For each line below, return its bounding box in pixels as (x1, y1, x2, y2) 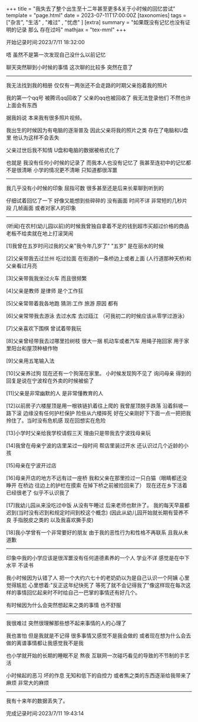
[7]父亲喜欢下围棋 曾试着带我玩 (6, 325, 82, 332)
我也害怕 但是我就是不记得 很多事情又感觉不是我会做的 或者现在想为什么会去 (6, 632, 192, 639)
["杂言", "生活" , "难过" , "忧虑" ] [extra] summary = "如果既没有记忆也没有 (6, 19, 186, 25)
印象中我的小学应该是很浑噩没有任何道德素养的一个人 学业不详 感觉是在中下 (6, 555, 190, 561)
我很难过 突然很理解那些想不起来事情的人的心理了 (6, 619, 127, 627)
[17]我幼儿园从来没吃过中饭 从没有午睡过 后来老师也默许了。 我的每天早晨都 (6, 502, 190, 509)
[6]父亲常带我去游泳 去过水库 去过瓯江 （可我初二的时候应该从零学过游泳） (6, 312, 188, 319)
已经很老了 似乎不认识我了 (6, 489, 70, 496)
